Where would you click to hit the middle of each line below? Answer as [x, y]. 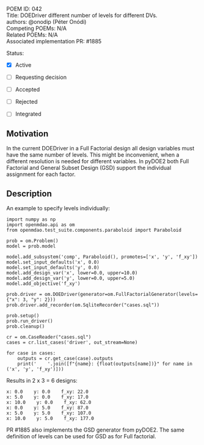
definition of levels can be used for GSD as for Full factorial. [81, 436]
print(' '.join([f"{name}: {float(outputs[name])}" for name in [105, 364]
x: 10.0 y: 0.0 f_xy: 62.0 [49, 402]
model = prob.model [31, 246]
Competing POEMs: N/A [37, 28]
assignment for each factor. [41, 174]
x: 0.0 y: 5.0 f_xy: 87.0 [47, 408]
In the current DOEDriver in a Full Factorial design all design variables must [100, 149]
